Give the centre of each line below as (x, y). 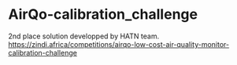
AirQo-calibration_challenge (103, 14)
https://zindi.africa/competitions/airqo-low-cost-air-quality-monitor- (119, 44)
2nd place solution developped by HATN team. (84, 36)
